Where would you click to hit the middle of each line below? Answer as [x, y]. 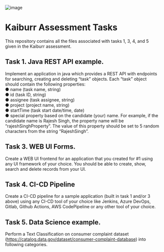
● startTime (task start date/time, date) [45, 110]
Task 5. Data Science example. [53, 222]
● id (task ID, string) [26, 94]
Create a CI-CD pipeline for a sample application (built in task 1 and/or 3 [78, 196]
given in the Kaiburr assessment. [38, 46]
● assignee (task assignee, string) [40, 100]
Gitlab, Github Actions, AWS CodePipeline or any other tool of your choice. [81, 207]
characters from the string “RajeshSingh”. [47, 131]
